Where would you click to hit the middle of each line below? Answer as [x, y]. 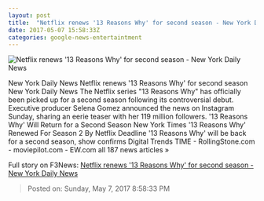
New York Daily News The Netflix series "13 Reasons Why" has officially [125, 92]
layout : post [29, 15]
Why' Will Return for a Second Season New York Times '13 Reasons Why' [127, 125]
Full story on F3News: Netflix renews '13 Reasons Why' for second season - [131, 165]
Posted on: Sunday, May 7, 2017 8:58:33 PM [99, 188]
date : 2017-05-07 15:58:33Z [54, 30]
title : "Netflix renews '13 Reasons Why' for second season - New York [130, 23]
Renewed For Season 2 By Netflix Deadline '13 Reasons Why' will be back [127, 133]
